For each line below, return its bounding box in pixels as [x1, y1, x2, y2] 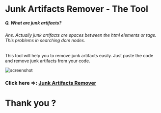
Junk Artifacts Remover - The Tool [5, 3, 149, 15]
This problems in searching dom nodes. [5, 38, 85, 44]
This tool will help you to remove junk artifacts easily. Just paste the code [5, 52, 154, 58]
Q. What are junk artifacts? [5, 20, 62, 25]
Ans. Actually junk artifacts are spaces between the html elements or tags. [5, 32, 157, 38]
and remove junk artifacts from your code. [5, 58, 90, 64]
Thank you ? [5, 97, 56, 109]
